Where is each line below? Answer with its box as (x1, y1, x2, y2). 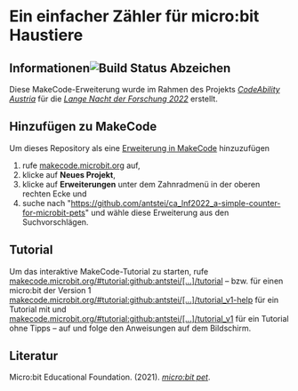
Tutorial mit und (9, 304, 67, 315)
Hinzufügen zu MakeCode (9, 119, 157, 134)
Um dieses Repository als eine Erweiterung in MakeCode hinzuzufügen (9, 142, 270, 153)
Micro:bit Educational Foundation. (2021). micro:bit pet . (9, 371, 211, 383)
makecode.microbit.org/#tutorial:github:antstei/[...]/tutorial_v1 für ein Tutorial (9, 313, 289, 323)
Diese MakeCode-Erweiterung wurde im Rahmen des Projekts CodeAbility (9, 84, 280, 94)
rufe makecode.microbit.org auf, (21, 160, 141, 171)
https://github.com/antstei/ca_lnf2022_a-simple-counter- (70, 197, 281, 208)
